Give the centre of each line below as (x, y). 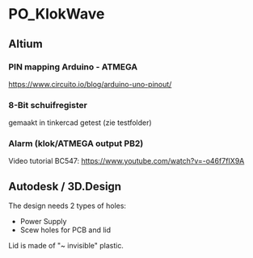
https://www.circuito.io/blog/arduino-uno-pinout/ (90, 84)
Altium (25, 44)
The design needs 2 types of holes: (67, 206)
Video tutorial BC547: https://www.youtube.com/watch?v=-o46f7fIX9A (126, 161)
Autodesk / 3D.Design (65, 186)
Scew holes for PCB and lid (65, 230)
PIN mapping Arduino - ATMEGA (73, 67)
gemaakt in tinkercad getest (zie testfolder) (80, 123)
